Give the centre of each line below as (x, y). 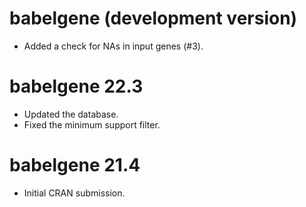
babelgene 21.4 (75, 165)
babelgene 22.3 (76, 86)
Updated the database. (71, 114)
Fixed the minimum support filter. (92, 124)
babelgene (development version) (153, 18)
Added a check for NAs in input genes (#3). (113, 46)
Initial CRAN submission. (74, 193)
